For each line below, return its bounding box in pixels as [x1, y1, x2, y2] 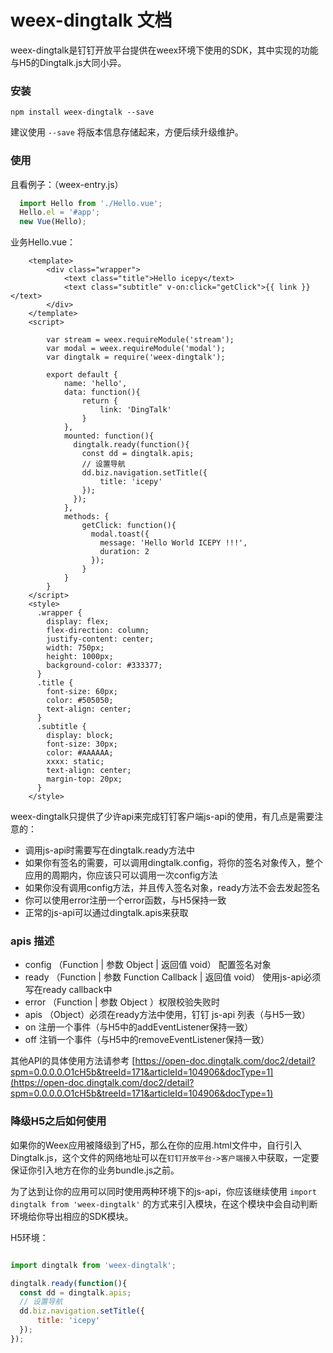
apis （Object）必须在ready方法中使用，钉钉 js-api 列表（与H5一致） [24, 1009, 311, 1021]
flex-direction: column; [46, 626, 150, 636]
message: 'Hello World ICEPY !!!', [99, 538, 248, 548]
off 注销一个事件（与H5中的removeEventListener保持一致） [24, 1034, 270, 1046]
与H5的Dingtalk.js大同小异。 [10, 56, 127, 68]
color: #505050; [46, 696, 114, 706]
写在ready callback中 [24, 984, 113, 996]
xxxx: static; [46, 757, 105, 767]
